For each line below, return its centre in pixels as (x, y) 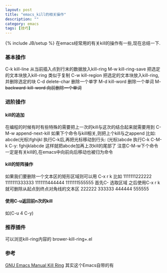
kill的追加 (15, 115)
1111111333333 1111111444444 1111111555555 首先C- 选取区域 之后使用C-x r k (83, 182)
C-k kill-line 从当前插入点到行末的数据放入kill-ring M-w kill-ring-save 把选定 (83, 69)
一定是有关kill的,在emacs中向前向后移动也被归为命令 (59, 152)
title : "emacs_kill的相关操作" (36, 14)
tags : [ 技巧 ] (18, 28)
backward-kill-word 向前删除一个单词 (44, 88)
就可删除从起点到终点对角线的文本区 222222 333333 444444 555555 (77, 189)
